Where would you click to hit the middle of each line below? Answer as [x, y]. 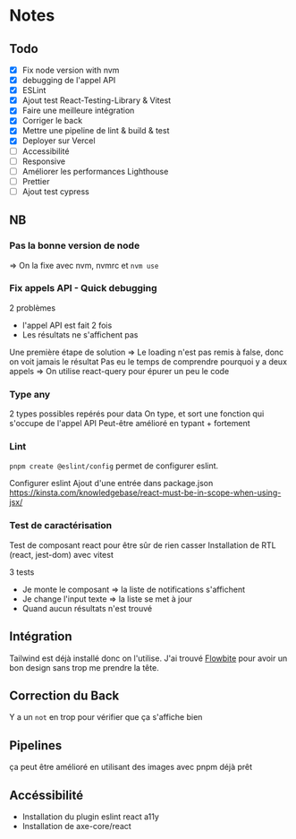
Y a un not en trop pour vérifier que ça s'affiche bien [106, 717]
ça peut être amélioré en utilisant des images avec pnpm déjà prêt [131, 767]
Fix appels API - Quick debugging [84, 288]
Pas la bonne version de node [75, 245]
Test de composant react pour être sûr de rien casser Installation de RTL [143, 545]
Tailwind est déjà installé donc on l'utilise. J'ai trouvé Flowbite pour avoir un [148, 658]
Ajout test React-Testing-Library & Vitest [97, 100]
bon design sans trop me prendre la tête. [84, 667]
